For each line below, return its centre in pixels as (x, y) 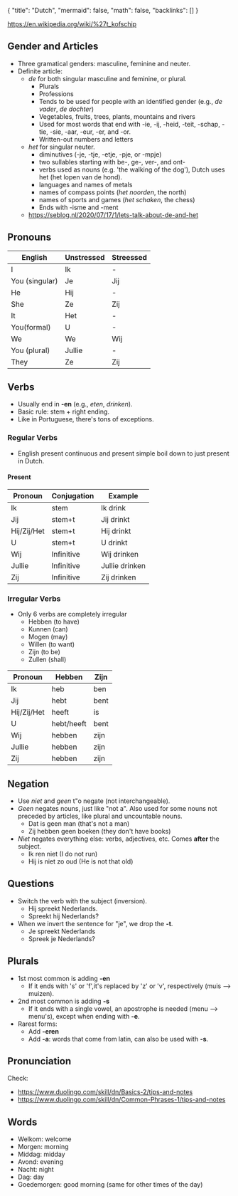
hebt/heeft (69, 724)
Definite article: (40, 71)
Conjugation (73, 495)
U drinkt (114, 542)
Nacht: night (36, 1170)
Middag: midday (41, 1154)
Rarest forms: (38, 1024)
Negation (28, 783)
